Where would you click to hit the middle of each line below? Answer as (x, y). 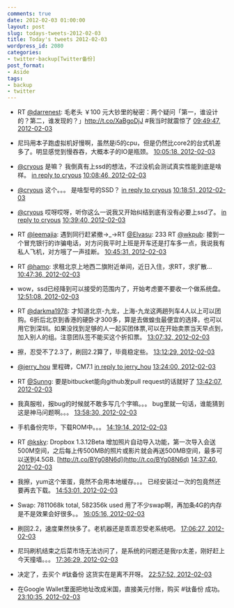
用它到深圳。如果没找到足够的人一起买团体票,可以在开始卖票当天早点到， (122, 329)
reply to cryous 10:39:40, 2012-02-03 (71, 220)
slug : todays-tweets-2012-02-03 (54, 33)
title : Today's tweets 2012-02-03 (57, 40)
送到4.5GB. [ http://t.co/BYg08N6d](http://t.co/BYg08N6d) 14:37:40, (120, 460)
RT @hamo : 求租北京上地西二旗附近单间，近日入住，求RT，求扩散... (115, 267)
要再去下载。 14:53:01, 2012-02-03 (68, 490)
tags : (15, 78)
